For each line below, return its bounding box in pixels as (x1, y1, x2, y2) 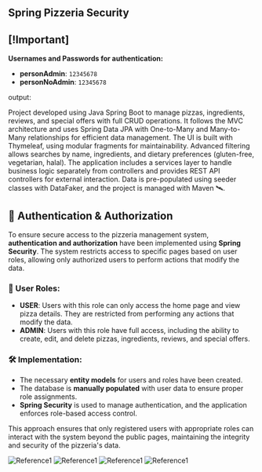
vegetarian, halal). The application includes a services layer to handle (8, 158, 232, 167)
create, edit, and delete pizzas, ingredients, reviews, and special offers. (19, 334, 250, 344)
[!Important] (8, 33, 69, 46)
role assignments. (19, 392, 78, 401)
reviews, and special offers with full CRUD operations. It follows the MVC (8, 116, 243, 126)
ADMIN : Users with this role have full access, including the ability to (19, 326, 239, 335)
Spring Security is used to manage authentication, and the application (19, 400, 247, 409)
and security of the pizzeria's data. (8, 440, 121, 450)
